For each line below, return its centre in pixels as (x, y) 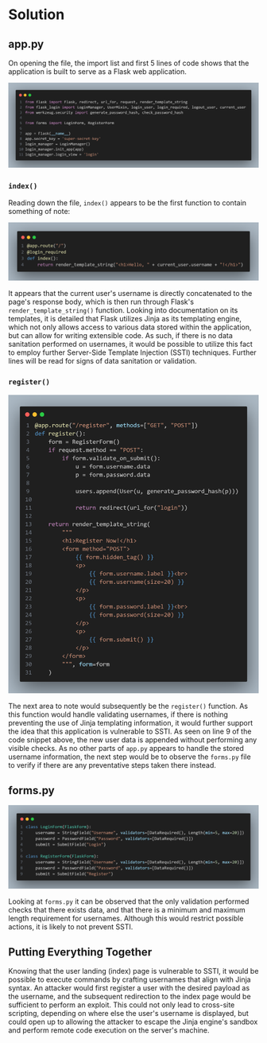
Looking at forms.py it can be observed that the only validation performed (129, 901)
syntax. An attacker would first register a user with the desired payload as (129, 988)
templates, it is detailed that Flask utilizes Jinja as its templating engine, (125, 319)
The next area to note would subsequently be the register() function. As (128, 706)
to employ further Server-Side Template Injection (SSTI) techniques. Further (132, 352)
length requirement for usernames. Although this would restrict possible (126, 918)
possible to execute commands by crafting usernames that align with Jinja (130, 979)
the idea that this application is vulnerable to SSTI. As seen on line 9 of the (130, 732)
